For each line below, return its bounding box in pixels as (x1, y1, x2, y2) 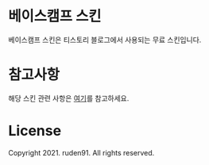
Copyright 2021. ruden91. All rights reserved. (8, 148, 155, 157)
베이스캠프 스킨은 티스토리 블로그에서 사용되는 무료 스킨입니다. (8, 35, 202, 44)
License (8, 122, 62, 140)
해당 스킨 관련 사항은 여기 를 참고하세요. (8, 93, 130, 103)
